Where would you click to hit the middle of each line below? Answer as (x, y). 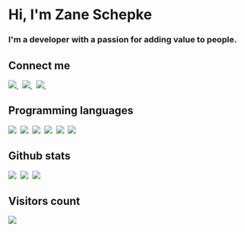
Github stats (40, 156)
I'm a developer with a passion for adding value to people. (122, 40)
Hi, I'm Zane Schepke (80, 15)
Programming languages (71, 110)
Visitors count (44, 201)
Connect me (39, 65)
